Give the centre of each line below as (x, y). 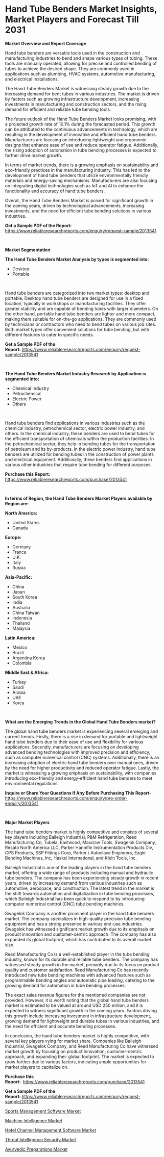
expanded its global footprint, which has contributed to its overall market (78, 939)
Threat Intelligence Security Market (41, 1139)
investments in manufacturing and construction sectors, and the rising (76, 104)
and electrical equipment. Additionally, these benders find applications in (79, 459)
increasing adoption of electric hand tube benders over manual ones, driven (82, 762)
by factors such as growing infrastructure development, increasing (72, 99)
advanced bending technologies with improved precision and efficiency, (78, 752)
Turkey (19, 682)
